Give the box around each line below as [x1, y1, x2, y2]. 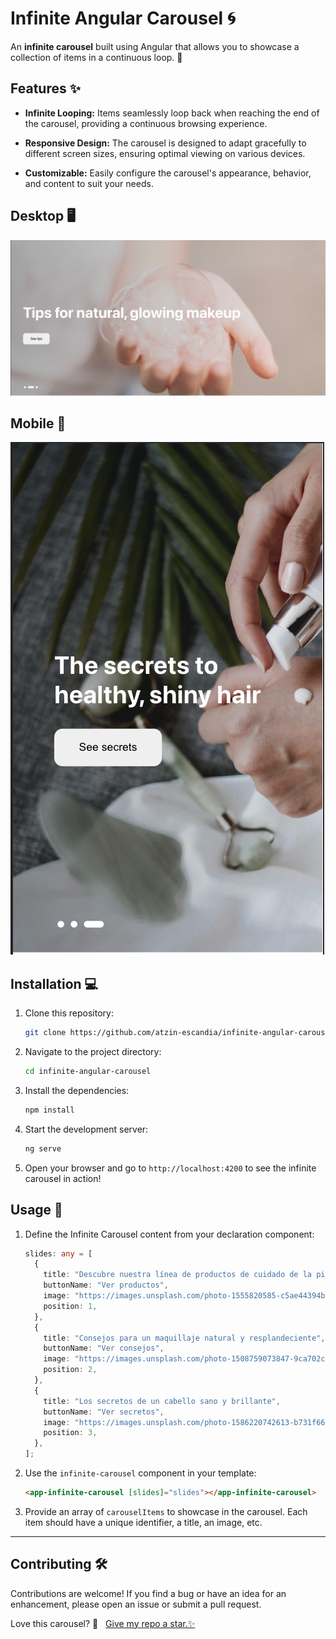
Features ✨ [10, 80, 81, 97]
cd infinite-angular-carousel [24, 1067, 152, 1077]
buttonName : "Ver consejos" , [43, 1343, 165, 1354]
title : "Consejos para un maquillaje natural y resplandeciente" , [43, 1333, 326, 1343]
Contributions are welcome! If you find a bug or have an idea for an [10, 1587, 287, 1599]
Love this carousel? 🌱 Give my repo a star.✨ [10, 1617, 196, 1629]
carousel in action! [24, 1172, 102, 1184]
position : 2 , [43, 1365, 98, 1375]
